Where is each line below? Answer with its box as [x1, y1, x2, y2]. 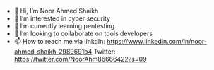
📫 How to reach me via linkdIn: [13, 37, 106, 45]
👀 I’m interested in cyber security [13, 14, 111, 23]
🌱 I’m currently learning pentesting [13, 22, 115, 30]
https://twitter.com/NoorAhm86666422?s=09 [13, 55, 147, 63]
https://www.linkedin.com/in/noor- [107, 37, 207, 45]
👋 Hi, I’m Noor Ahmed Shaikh [13, 7, 99, 15]
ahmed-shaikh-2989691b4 [13, 47, 93, 56]
